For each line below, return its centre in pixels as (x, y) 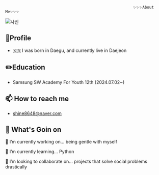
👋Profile (18, 38)
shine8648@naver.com (37, 113)
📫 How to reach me (37, 99)
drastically (16, 167)
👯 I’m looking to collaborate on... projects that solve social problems (76, 162)
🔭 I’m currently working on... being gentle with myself (61, 142)
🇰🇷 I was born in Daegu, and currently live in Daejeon (70, 50)
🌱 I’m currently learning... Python (40, 152)
